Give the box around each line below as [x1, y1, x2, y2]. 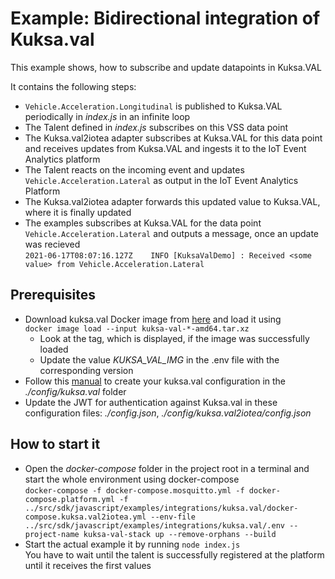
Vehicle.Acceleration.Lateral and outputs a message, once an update [24, 227, 320, 239]
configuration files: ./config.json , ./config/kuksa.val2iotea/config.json [24, 407, 312, 419]
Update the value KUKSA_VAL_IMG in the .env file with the [39, 353, 280, 366]
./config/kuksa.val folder [24, 385, 127, 397]
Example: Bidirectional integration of [10, 7, 321, 30]
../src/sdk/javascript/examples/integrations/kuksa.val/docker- [24, 503, 299, 513]
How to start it [10, 436, 101, 453]
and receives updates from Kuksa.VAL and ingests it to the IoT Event [24, 142, 307, 154]
